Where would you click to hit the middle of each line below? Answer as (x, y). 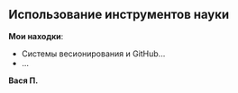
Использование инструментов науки (119, 15)
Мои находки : (36, 36)
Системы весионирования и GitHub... (93, 54)
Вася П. (23, 80)
